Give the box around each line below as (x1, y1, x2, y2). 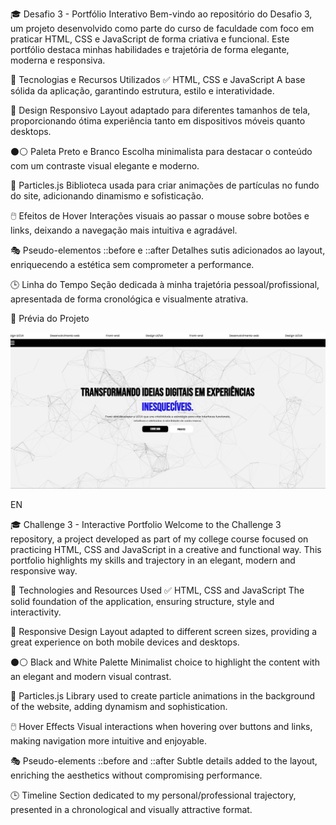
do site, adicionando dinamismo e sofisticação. (10, 190, 205, 202)
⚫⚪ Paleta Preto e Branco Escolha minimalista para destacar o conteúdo (10, 146, 313, 157)
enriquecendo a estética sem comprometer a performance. (10, 259, 255, 270)
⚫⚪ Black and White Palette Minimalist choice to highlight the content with (10, 656, 320, 668)
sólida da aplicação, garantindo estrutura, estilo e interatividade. (10, 85, 275, 97)
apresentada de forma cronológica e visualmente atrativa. (10, 293, 249, 305)
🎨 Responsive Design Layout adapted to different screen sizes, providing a (10, 625, 318, 637)
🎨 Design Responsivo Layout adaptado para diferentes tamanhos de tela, (10, 104, 311, 116)
